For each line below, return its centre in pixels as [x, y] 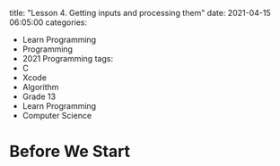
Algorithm [40, 87]
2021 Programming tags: [68, 58]
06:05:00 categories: [48, 22]
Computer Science [57, 116]
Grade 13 [39, 96]
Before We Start [70, 152]
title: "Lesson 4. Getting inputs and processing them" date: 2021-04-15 [140, 13]
